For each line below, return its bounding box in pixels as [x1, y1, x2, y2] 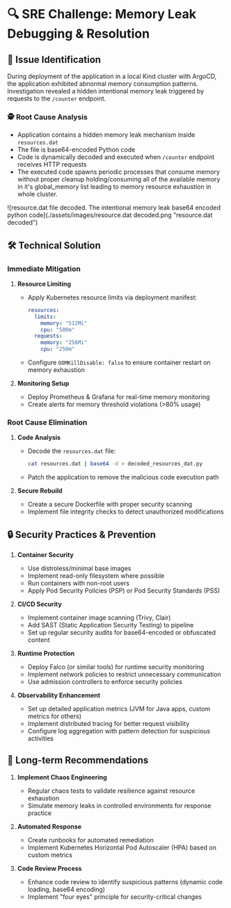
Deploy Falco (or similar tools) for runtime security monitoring [27, 663, 205, 671]
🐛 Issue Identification [7, 54, 102, 66]
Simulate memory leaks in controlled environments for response [27, 801, 212, 810]
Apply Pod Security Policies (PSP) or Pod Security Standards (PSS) [27, 586, 221, 595]
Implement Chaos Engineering [17, 773, 108, 781]
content [27, 636, 50, 644]
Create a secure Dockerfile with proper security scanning [27, 500, 193, 509]
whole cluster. [17, 190, 58, 198]
